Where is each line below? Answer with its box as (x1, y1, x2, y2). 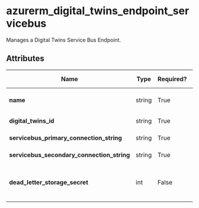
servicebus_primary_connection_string (9, 133, 123, 142)
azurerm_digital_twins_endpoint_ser (6, 4, 190, 18)
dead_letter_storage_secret (9, 178, 89, 186)
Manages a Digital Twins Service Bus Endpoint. (6, 36, 121, 43)
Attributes (6, 53, 44, 63)
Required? (158, 75, 187, 83)
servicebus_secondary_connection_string (9, 151, 130, 159)
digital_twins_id (9, 117, 54, 125)
